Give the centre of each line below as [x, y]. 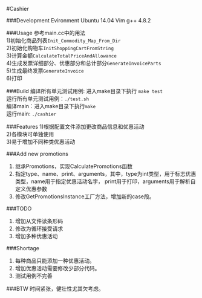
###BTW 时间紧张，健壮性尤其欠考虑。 [55, 289]
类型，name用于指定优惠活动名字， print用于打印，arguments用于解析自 [105, 181]
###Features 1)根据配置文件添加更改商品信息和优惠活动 [75, 127]
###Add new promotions [37, 154]
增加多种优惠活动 [36, 236]
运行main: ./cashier [31, 114]
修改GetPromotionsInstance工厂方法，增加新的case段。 [85, 196]
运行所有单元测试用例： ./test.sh [48, 99]
